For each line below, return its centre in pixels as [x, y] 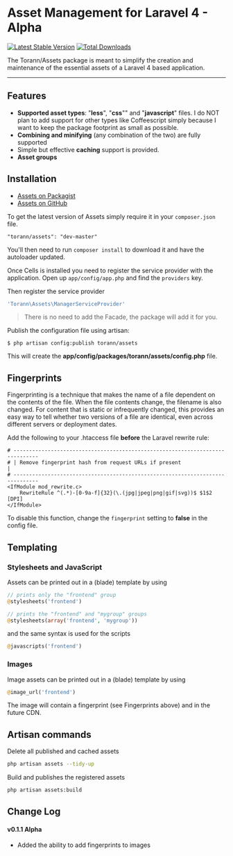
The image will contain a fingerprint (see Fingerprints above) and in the [109, 705]
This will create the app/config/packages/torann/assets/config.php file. [112, 356]
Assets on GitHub [42, 203]
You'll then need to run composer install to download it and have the [106, 249]
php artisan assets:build [44, 790]
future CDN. [24, 713]
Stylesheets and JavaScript [55, 567]
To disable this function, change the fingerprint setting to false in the [107, 518]
